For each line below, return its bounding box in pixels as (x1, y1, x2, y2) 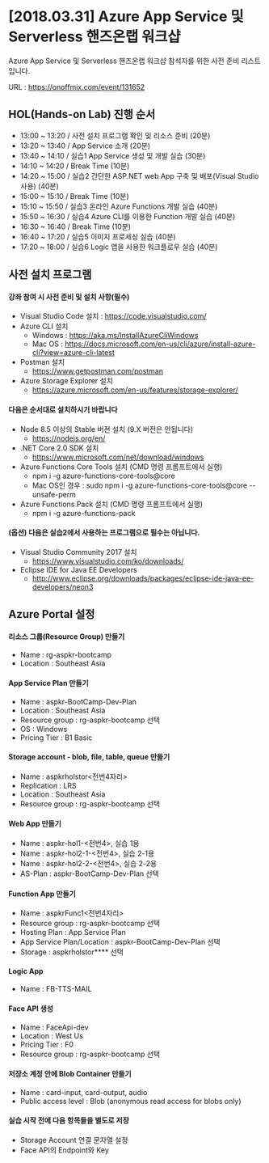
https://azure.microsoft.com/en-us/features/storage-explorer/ (32, 385, 238, 395)
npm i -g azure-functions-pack (32, 508, 136, 518)
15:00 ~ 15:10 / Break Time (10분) (19, 191, 129, 201)
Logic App (8, 966, 44, 975)
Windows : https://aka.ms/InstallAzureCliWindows (32, 331, 199, 340)
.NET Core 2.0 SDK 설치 (19, 442, 99, 453)
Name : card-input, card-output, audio (19, 1087, 148, 1097)
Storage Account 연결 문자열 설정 (19, 1135, 128, 1144)
